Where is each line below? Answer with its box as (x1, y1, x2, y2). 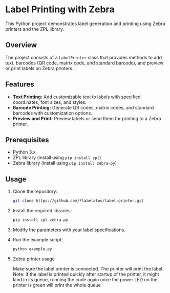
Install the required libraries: (12, 208, 72, 214)
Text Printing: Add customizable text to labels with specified (12, 94, 141, 100)
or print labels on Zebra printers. (5, 65, 74, 71)
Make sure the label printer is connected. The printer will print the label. (12, 265, 164, 272)
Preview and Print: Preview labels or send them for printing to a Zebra (12, 115, 161, 121)
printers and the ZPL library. (5, 26, 65, 32)
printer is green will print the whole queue (12, 282, 101, 288)
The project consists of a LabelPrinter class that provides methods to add (5, 54, 162, 60)
